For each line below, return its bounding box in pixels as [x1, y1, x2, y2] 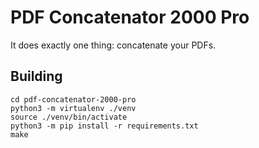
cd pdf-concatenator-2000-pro [10, 94, 137, 105]
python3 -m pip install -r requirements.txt [10, 121, 199, 131]
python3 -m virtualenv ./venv [10, 103, 137, 113]
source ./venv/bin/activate [10, 112, 128, 122]
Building [10, 68, 63, 85]
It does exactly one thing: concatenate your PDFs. [10, 39, 217, 51]
